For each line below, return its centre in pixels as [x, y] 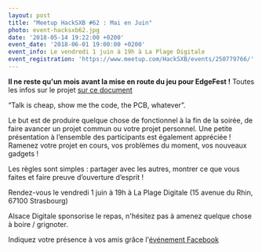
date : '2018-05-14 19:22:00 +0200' [66, 37]
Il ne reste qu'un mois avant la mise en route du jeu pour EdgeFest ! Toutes [131, 81]
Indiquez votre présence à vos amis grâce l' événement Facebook [114, 239]
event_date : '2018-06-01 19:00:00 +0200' [77, 45]
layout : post [29, 15]
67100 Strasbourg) [38, 200]
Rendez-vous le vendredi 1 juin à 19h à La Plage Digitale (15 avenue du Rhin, [131, 192]
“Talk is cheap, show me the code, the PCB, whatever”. [97, 105]
